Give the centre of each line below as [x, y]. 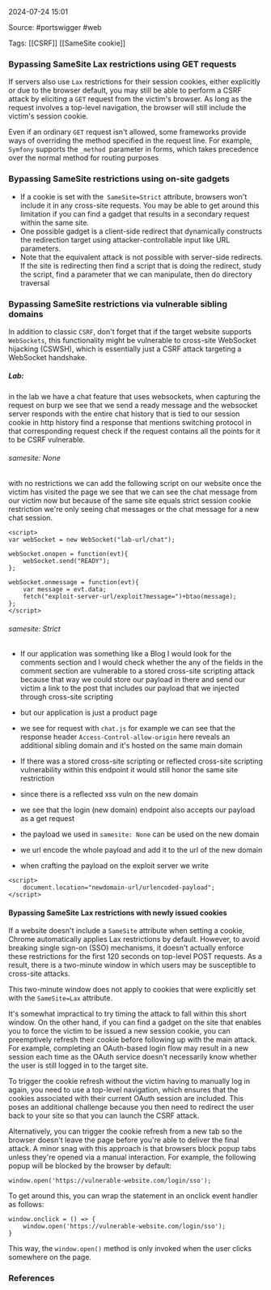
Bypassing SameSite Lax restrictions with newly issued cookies [118, 913]
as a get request [47, 819]
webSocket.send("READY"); [67, 561]
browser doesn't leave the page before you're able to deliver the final [124, 1140]
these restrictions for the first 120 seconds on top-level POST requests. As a [135, 957]
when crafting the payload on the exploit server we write [114, 866]
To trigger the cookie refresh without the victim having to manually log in [129, 1081]
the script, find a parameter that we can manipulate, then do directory [136, 274]
